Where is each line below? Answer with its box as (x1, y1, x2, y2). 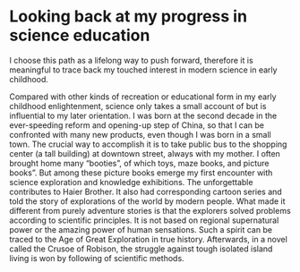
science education (9, 25, 150, 46)
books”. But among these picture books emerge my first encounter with (9, 167, 273, 178)
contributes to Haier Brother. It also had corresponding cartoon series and (9, 186, 282, 197)
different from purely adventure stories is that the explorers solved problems (9, 205, 291, 216)
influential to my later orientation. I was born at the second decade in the (9, 110, 278, 121)
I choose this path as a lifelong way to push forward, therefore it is (9, 55, 253, 65)
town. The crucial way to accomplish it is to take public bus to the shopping (9, 139, 287, 149)
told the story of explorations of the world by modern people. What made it (9, 195, 286, 207)
